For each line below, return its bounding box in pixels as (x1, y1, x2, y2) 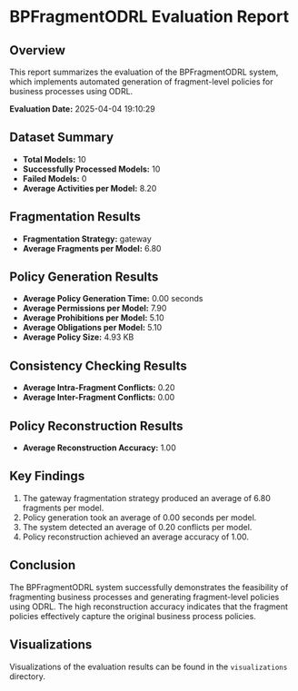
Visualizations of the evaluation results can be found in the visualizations (9, 661, 288, 672)
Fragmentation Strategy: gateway (22, 233, 152, 244)
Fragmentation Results (9, 209, 141, 224)
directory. (9, 670, 45, 682)
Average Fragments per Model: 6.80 (22, 242, 162, 253)
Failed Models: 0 (22, 173, 87, 183)
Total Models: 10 (22, 153, 86, 164)
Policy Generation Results (9, 270, 159, 285)
